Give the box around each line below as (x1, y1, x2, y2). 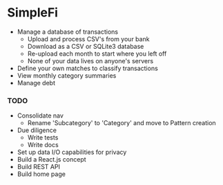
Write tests (27, 133, 59, 142)
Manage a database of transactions (17, 28, 119, 36)
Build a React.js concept (17, 155, 86, 164)
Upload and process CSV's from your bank (27, 34, 150, 43)
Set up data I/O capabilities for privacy (17, 148, 127, 156)
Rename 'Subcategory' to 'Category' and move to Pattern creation (27, 119, 216, 127)
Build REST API (17, 163, 61, 171)
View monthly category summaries (17, 71, 117, 80)
